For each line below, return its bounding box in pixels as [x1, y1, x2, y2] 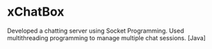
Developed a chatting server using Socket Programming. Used [7, 27, 184, 35]
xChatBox [7, 4, 65, 20]
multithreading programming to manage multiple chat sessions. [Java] [7, 33, 206, 42]
